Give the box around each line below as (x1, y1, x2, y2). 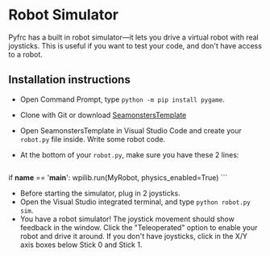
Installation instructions (8, 73, 131, 86)
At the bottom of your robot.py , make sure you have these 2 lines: (19, 149, 239, 159)
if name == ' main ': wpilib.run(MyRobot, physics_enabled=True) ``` (8, 172, 228, 183)
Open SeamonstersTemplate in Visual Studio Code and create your (19, 125, 242, 135)
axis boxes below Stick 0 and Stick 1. (19, 240, 143, 250)
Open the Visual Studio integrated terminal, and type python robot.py (19, 196, 251, 207)
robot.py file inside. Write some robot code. (19, 134, 166, 144)
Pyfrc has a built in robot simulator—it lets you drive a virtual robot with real (8, 32, 260, 42)
